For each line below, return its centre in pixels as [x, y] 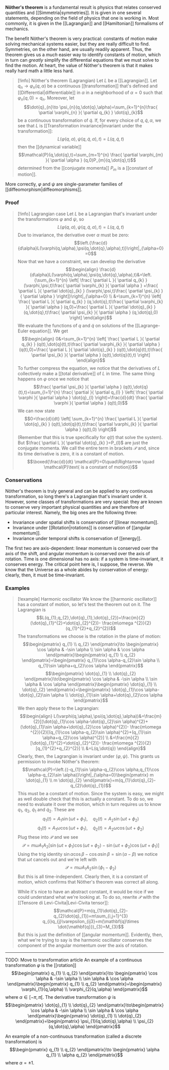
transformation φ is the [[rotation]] [41, 965]
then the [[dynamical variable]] [50, 147]
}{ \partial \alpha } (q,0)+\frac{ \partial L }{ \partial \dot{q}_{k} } [91, 307]
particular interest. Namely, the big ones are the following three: [71, 512]
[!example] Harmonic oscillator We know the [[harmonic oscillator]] [87, 599]
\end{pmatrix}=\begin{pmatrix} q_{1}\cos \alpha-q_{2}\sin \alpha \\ [91, 660]
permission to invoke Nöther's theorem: [58, 762]
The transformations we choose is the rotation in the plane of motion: [89, 637]
